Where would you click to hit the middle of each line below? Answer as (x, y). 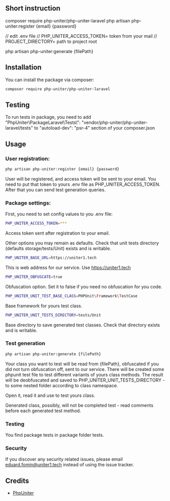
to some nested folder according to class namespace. (62, 385)
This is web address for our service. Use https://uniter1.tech (68, 267)
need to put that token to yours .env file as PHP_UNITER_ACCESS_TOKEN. (83, 184)
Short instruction (33, 8)
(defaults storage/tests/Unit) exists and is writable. (58, 248)
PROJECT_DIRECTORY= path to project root (51, 41)
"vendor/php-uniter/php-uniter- (115, 122)
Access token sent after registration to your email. (58, 233)
